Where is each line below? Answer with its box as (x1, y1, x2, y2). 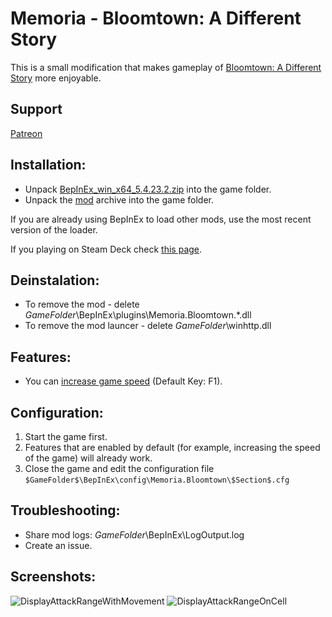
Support (10, 101, 63, 118)
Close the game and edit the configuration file (24, 463, 215, 474)
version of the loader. (10, 223, 98, 236)
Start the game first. (24, 431, 108, 442)
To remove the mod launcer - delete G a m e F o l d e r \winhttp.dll (24, 320, 272, 332)
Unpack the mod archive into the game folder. (24, 193, 214, 206)
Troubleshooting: (10, 502, 121, 519)
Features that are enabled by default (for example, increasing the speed (24, 442, 321, 453)
